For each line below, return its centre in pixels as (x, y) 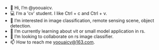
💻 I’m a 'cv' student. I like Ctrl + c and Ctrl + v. (59, 13)
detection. (20, 26)
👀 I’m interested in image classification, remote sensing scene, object (82, 20)
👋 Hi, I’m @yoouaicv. (31, 8)
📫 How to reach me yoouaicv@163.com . (52, 42)
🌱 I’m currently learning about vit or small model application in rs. (77, 31)
